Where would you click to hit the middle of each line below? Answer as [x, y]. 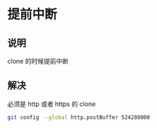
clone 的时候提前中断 [38, 61]
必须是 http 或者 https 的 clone [52, 104]
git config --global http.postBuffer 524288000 [79, 117]
